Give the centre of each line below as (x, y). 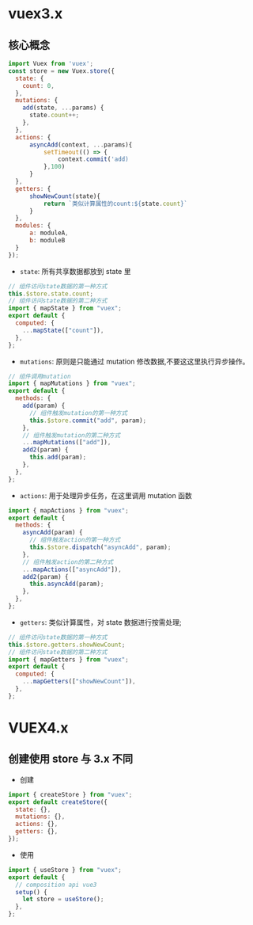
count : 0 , (39, 86)
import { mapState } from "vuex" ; (65, 308)
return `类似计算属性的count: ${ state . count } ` (115, 204)
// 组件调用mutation (40, 376)
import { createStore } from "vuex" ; (70, 794)
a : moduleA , (49, 233)
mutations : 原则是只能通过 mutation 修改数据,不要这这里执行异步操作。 (134, 361)
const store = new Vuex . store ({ (61, 71)
